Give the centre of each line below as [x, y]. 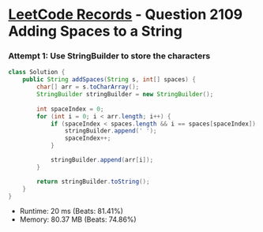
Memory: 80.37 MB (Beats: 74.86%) [78, 219]
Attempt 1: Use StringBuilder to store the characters [109, 56]
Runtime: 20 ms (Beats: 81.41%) [71, 211]
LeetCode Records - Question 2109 [126, 15]
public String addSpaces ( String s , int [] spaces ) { [109, 80]
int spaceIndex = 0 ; [70, 109]
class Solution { [37, 73]
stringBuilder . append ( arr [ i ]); [102, 160]
